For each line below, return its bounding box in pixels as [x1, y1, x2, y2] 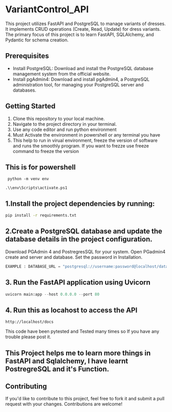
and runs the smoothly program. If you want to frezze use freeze [12, 142, 149, 149]
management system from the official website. [12, 71, 111, 77]
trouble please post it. [5, 334, 51, 340]
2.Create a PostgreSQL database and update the [5, 227, 163, 236]
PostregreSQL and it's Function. [5, 364, 110, 373]
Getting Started [5, 102, 56, 111]
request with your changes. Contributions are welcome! [5, 401, 123, 407]
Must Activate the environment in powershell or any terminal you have [12, 132, 160, 138]
